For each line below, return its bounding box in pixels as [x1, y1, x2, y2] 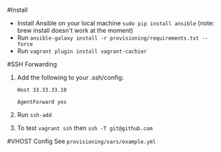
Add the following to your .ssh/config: [16, 73, 124, 81]
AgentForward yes [16, 99, 67, 105]
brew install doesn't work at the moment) [16, 27, 134, 34]
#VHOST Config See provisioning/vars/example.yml [7, 137, 156, 145]
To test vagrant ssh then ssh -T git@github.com [16, 124, 153, 132]
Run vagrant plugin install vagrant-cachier [16, 47, 148, 55]
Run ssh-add [16, 111, 52, 118]
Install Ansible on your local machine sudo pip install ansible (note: [16, 19, 215, 27]
